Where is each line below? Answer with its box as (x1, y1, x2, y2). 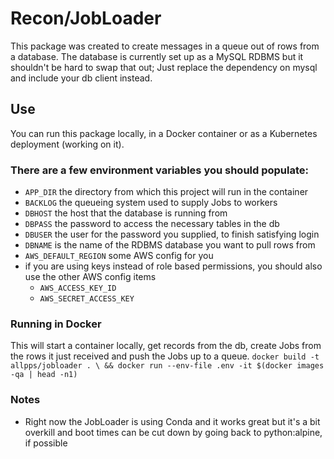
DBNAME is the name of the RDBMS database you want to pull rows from (24, 239, 316, 251)
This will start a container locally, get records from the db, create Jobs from (10, 340, 322, 352)
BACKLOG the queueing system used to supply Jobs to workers (24, 197, 278, 209)
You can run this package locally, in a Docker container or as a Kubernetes (10, 127, 318, 139)
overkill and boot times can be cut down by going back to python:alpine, (24, 426, 323, 438)
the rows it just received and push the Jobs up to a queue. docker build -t (10, 350, 320, 362)
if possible (24, 437, 68, 449)
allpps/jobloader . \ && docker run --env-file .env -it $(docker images (10, 361, 325, 371)
